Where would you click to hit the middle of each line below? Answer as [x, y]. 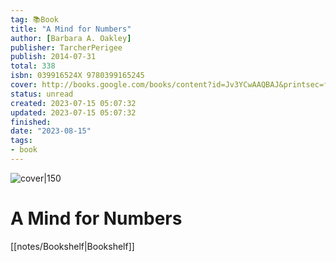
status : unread [42, 94]
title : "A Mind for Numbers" [71, 29]
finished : [31, 122]
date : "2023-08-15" [51, 131]
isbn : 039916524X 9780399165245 [77, 76]
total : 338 [33, 66]
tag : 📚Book [34, 19]
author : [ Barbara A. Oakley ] [71, 38]
